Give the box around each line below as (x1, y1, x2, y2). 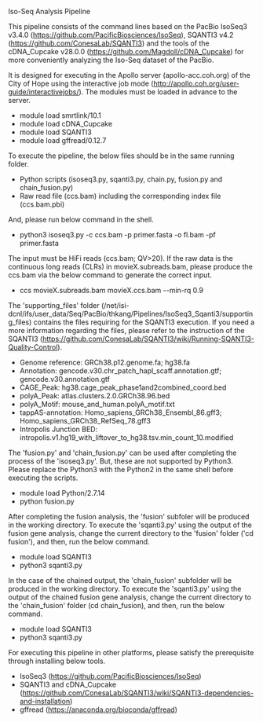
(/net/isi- (100, 301, 130, 310)
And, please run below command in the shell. (8, 215, 155, 224)
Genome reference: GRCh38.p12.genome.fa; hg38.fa (19, 357, 191, 367)
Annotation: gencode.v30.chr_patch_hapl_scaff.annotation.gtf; (19, 366, 222, 376)
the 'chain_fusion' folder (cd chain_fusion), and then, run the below (8, 601, 225, 610)
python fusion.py (19, 497, 75, 506)
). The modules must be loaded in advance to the (78, 87, 238, 97)
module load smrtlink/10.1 (19, 111, 102, 120)
